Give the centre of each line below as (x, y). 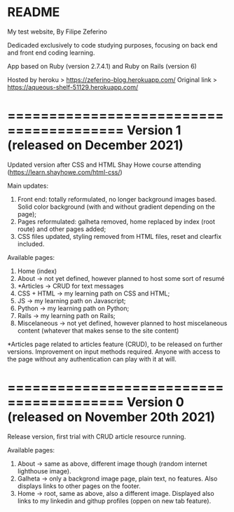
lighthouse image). (44, 471)
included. (31, 244)
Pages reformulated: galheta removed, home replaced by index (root (116, 221)
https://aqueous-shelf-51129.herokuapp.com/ (73, 87)
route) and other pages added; (62, 229)
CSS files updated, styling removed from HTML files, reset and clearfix (119, 236)
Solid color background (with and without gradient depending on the (116, 207)
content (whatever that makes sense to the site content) (98, 331)
